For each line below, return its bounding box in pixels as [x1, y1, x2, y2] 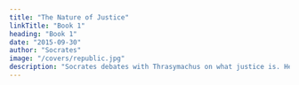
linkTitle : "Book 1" [9, 21, 86, 30]
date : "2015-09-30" [9, 37, 82, 47]
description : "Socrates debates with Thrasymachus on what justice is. [9, 63, 280, 72]
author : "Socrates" [9, 46, 82, 55]
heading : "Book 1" [9, 29, 77, 38]
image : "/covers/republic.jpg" [9, 54, 125, 63]
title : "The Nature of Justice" [9, 12, 129, 22]
